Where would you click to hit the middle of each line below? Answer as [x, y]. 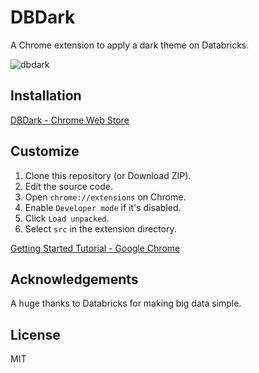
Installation [46, 96]
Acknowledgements [74, 279]
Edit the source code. [69, 186]
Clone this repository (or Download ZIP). [108, 175]
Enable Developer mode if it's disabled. [103, 207]
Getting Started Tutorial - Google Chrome [95, 248]
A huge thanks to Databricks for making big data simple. [126, 303]
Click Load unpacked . [67, 218]
